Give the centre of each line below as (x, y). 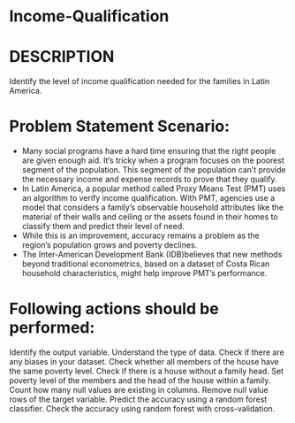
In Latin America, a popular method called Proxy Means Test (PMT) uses (154, 188)
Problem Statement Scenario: (120, 127)
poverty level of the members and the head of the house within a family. (140, 381)
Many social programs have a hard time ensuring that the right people (149, 151)
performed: (52, 328)
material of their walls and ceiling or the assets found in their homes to (150, 217)
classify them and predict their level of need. (103, 227)
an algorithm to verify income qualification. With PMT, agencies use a (148, 198)
